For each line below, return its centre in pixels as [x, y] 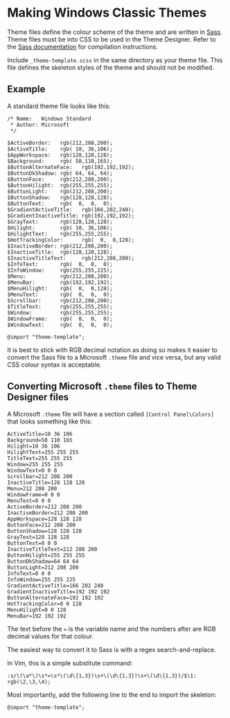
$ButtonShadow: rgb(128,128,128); [60, 198]
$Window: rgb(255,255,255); [60, 313]
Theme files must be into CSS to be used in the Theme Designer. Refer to [112, 39]
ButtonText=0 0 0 [32, 543]
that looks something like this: [50, 421]
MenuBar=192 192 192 [37, 616]
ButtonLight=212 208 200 [43, 567]
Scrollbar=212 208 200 [40, 476]
